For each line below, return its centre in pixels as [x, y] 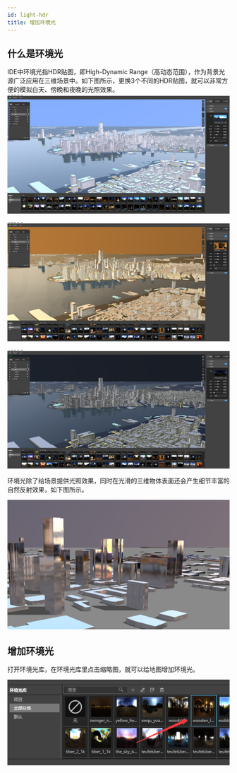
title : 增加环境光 [32, 22]
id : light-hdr [28, 15]
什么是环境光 [35, 53]
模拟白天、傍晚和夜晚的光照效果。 [69, 90]
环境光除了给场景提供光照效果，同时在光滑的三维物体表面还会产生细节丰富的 [119, 481]
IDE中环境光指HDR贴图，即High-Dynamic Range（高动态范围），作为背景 [113, 72]
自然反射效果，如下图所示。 [48, 490]
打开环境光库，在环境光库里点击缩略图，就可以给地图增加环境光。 [103, 669]
